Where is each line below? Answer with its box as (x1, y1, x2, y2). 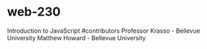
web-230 (7, 4, 61, 20)
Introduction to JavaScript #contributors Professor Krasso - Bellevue (7, 27, 200, 35)
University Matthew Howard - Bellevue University (7, 33, 146, 42)
